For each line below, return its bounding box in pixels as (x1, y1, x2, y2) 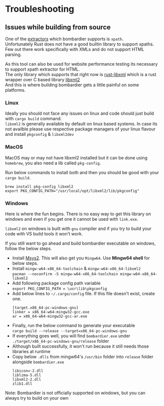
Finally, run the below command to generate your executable (12, 322, 135, 328)
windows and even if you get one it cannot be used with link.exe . (5, 216, 138, 222)
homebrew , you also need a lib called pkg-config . (5, 160, 101, 166)
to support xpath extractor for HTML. (5, 66, 80, 72)
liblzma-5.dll (12, 373, 41, 378)
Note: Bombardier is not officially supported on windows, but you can (5, 390, 146, 396)
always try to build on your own (5, 395, 69, 401)
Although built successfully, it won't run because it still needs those (12, 343, 149, 349)
